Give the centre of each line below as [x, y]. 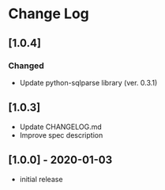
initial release [41, 179]
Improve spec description [61, 135]
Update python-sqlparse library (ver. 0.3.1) [88, 82]
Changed [26, 66]
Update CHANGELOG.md [61, 127]
